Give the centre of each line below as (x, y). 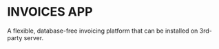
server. (33, 37)
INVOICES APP (50, 12)
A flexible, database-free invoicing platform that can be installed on (103, 31)
